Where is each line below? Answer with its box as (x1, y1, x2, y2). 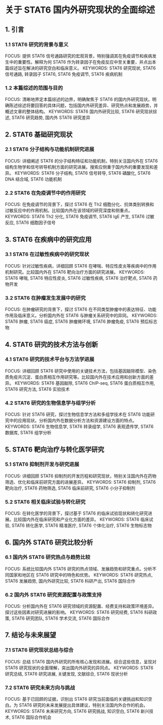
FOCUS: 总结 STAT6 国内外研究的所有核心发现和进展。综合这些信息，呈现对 (5, 658, 157, 664)
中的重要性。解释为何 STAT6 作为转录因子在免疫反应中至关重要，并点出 (9, 59, 152, 65)
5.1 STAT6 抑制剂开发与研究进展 (5, 461, 79, 468)
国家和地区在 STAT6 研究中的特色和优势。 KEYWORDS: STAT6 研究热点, (9, 572, 153, 578)
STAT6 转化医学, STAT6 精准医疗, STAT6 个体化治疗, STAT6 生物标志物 (11, 523, 152, 528)
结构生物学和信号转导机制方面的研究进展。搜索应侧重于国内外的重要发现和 (5, 164, 154, 170)
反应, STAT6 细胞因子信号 (5, 219, 56, 226)
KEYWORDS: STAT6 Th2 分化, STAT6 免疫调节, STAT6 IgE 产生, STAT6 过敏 (5, 214, 154, 219)
